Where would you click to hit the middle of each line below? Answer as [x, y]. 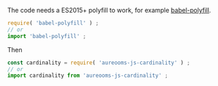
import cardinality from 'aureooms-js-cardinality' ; [88, 76]
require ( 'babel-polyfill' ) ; [53, 23]
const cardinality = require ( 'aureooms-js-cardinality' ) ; [99, 63]
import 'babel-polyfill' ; [47, 36]
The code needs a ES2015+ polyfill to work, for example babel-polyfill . [109, 10]
